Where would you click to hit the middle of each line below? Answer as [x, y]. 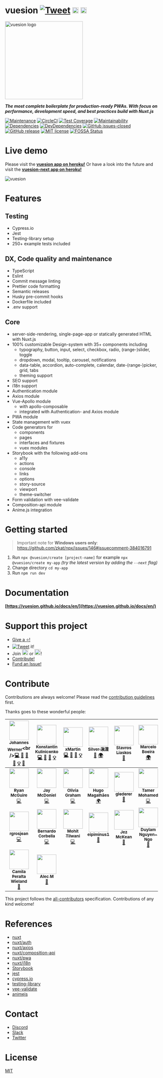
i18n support [24, 386]
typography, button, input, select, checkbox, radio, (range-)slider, [85, 349]
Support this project [46, 626]
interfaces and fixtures [42, 443]
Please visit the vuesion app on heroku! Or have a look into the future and [79, 164]
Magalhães [98, 795]
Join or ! [27, 654]
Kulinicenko [47, 752]
